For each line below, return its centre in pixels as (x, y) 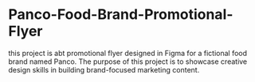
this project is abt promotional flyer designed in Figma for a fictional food (128, 53)
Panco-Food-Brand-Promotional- (121, 15)
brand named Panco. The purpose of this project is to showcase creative (128, 61)
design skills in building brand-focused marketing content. (104, 69)
